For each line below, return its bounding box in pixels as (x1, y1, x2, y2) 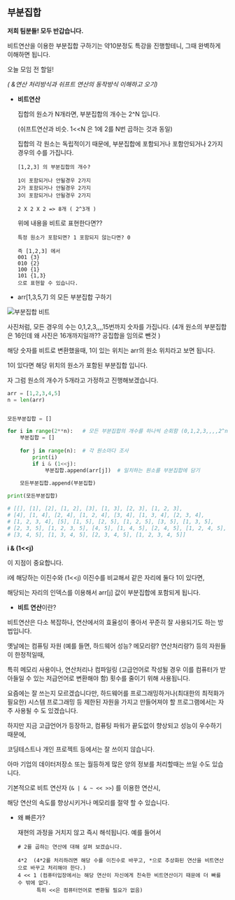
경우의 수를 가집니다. (17, 148, 74, 156)
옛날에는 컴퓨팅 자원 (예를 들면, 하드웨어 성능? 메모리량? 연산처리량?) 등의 (7, 642, 208, 650)
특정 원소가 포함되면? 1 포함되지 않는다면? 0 (17, 234, 131, 241)
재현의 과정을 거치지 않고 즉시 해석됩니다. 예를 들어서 (17, 828, 162, 836)
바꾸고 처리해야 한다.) (30, 864, 86, 871)
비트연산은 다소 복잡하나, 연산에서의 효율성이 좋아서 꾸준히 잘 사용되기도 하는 (7, 618, 217, 626)
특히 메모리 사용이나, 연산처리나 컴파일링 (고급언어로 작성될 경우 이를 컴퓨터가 (7, 665, 219, 674)
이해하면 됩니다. (7, 50, 51, 58)
